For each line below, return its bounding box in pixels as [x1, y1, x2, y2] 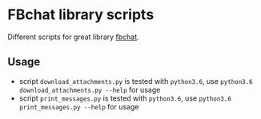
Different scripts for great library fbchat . [7, 32, 139, 42]
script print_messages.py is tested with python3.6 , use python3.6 [18, 93, 231, 103]
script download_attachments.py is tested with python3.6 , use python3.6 [18, 76, 253, 85]
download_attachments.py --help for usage [18, 85, 161, 94]
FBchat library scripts [7, 6, 155, 24]
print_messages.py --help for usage [18, 101, 139, 111]
